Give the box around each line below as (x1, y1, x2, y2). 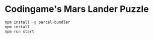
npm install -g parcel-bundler (5, 20, 70, 25)
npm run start (5, 29, 35, 34)
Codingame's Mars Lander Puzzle (5, 3, 149, 15)
